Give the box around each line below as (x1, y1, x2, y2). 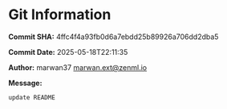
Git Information (8, 6, 111, 24)
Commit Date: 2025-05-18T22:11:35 (8, 47, 128, 56)
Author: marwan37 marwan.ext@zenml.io (8, 62, 147, 72)
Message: (8, 78, 43, 88)
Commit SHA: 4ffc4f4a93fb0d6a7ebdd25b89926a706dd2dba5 (8, 32, 219, 41)
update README (8, 93, 56, 101)
